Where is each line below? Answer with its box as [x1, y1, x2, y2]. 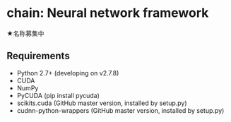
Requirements [6, 50, 70, 62]
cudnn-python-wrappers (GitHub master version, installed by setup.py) [16, 106, 225, 114]
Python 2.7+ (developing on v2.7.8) [16, 68, 119, 77]
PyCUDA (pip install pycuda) [16, 91, 100, 99]
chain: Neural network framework [6, 5, 209, 21]
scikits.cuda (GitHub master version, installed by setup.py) [16, 99, 188, 107]
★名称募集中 [6, 29, 45, 37]
